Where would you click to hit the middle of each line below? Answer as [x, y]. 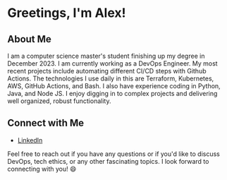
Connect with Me [46, 123]
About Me [29, 39]
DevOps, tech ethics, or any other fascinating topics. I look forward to [108, 161]
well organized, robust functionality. [59, 101]
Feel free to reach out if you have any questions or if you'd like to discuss [114, 154]
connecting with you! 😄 [42, 169]
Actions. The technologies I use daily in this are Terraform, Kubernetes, [111, 78]
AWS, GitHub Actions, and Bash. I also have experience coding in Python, [114, 86]
